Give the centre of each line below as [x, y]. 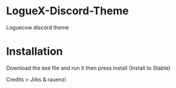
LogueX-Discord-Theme [68, 11]
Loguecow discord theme [38, 27]
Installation [35, 51]
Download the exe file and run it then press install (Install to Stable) [88, 68]
